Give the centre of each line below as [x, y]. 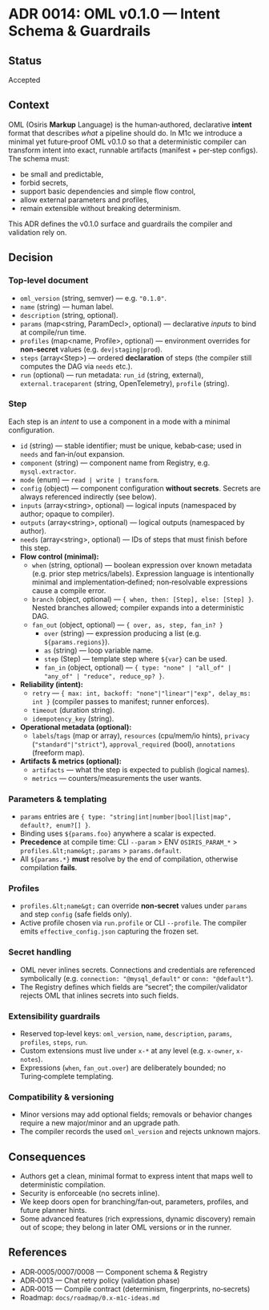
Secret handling [40, 952]
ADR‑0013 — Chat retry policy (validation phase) [100, 1280]
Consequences [47, 1157]
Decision [31, 258]
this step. [35, 547]
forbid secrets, [44, 182]
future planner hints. [53, 1210]
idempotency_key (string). [73, 718]
